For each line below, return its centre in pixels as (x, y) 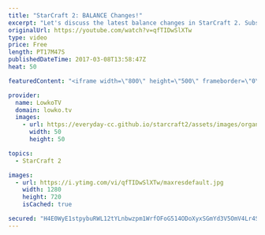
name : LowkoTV (38, 103)
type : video (28, 37)
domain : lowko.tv (44, 110)
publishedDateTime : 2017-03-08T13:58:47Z (77, 60)
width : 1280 (42, 190)
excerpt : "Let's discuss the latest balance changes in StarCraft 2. (125, 23)
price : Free (28, 45)
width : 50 (45, 132)
